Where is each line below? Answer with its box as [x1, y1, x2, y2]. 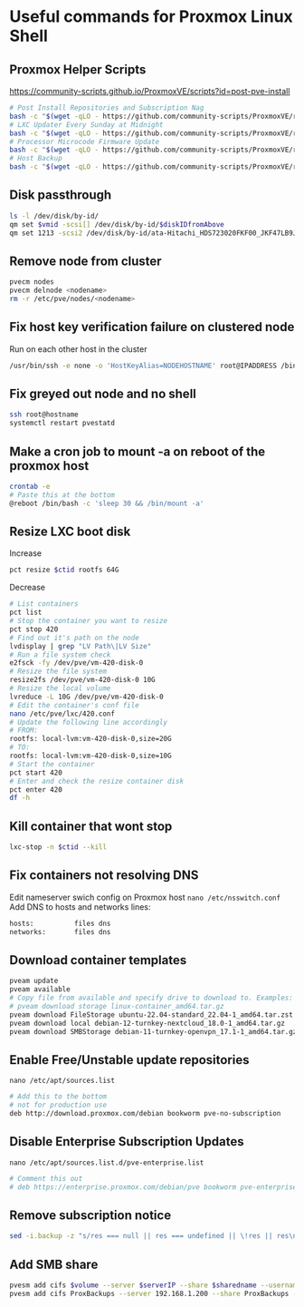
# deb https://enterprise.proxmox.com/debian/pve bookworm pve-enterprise [9, 1182, 298, 1192]
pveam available [9, 985, 71, 994]
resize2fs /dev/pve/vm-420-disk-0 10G [9, 676, 156, 685]
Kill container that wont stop [9, 818, 173, 834]
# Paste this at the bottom [9, 490, 116, 500]
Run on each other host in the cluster [9, 343, 147, 355]
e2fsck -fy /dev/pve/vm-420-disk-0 [9, 658, 144, 668]
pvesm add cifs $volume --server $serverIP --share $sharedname [9, 1281, 257, 1290]
